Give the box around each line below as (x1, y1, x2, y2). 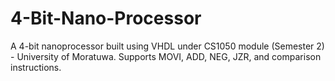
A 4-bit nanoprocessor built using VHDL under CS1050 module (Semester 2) (10, 40, 325, 52)
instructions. (10, 61, 62, 73)
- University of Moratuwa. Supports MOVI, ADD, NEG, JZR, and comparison (10, 50, 322, 62)
